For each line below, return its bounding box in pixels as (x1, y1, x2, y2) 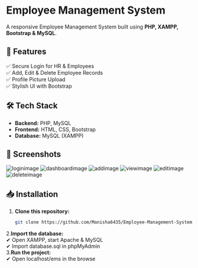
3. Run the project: (6, 249, 51, 256)
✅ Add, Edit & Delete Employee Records (6, 69, 103, 76)
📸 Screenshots (6, 149, 61, 159)
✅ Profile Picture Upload (6, 75, 66, 83)
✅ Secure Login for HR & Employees (6, 62, 95, 69)
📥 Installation (6, 189, 59, 199)
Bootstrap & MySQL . (6, 29, 57, 36)
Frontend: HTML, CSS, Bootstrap (14, 126, 96, 133)
